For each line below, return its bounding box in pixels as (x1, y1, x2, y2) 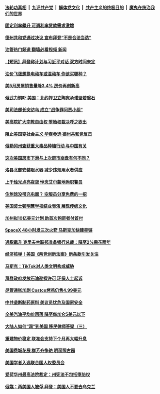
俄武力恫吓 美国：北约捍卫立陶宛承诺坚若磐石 (5, 95, 96, 101)
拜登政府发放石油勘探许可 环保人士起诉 (5, 275, 83, 281)
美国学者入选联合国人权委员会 (5, 359, 64, 365)
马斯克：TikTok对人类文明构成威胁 (5, 263, 74, 269)
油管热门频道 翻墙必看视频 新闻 (5, 47, 67, 53)
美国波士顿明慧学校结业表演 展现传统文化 (5, 203, 87, 209)
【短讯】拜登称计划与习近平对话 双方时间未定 (5, 58, 96, 64)
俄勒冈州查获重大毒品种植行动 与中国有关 (5, 143, 87, 149)
